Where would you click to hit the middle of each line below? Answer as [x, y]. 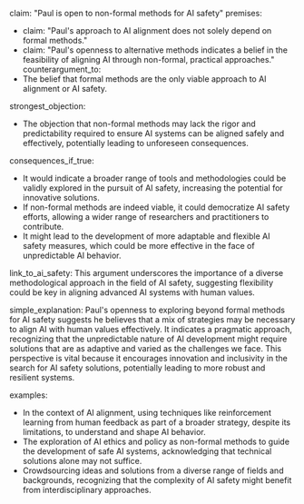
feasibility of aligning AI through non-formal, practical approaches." [148, 59]
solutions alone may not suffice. [82, 461]
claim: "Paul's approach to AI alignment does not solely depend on [147, 30]
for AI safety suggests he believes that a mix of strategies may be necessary [152, 320]
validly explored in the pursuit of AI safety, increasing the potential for [152, 188]
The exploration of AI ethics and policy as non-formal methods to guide [156, 441]
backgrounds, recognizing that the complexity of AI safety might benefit [157, 480]
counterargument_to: [62, 69]
